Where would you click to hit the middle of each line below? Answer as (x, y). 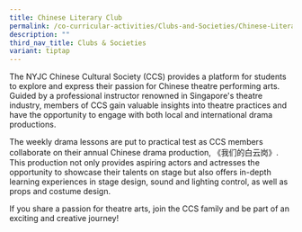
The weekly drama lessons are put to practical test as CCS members (136, 142)
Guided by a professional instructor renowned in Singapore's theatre (136, 96)
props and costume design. (60, 192)
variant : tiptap (40, 51)
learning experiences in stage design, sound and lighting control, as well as (149, 182)
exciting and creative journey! (64, 219)
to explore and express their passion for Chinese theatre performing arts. (145, 86)
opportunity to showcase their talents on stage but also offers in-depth (140, 173)
